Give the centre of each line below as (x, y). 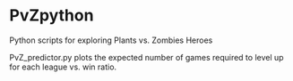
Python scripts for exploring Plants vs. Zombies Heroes (111, 40)
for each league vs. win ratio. (63, 67)
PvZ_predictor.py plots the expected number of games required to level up (146, 57)
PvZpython (52, 16)
